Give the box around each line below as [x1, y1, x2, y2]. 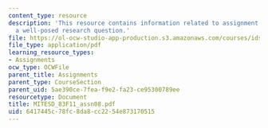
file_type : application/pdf [8, 41, 102, 49]
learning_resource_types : [8, 48, 94, 56]
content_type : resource [8, 11, 88, 20]
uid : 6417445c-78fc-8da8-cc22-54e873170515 [8, 108, 156, 116]
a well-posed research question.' [15, 26, 130, 34]
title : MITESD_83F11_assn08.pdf [8, 100, 116, 108]
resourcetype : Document [8, 93, 88, 101]
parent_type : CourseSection [8, 78, 102, 86]
